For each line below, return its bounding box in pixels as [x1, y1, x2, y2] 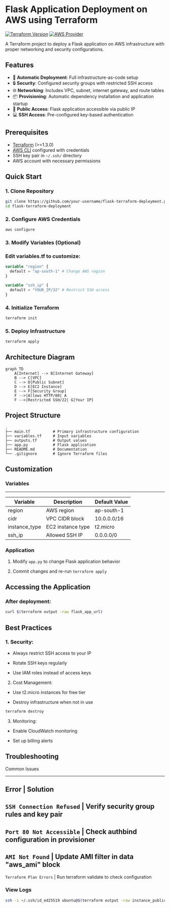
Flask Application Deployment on [5, 4, 148, 15]
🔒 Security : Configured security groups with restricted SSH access [12, 80, 153, 86]
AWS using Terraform [5, 14, 98, 26]
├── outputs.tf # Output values [5, 438, 87, 443]
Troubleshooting [5, 752, 59, 761]
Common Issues [5, 765, 39, 772]
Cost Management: [12, 679, 53, 685]
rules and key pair [5, 810, 63, 819]
